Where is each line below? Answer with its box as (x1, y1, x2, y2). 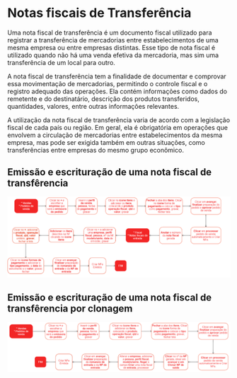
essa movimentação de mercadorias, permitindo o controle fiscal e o (7, 79, 208, 88)
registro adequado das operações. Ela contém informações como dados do (7, 87, 228, 95)
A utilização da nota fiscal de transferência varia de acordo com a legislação (7, 115, 231, 124)
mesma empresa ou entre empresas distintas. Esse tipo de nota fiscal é (7, 43, 216, 52)
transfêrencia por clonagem (7, 302, 133, 315)
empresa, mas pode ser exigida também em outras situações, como (7, 138, 205, 146)
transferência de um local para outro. (7, 58, 115, 66)
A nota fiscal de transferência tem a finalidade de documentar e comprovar (7, 72, 226, 81)
